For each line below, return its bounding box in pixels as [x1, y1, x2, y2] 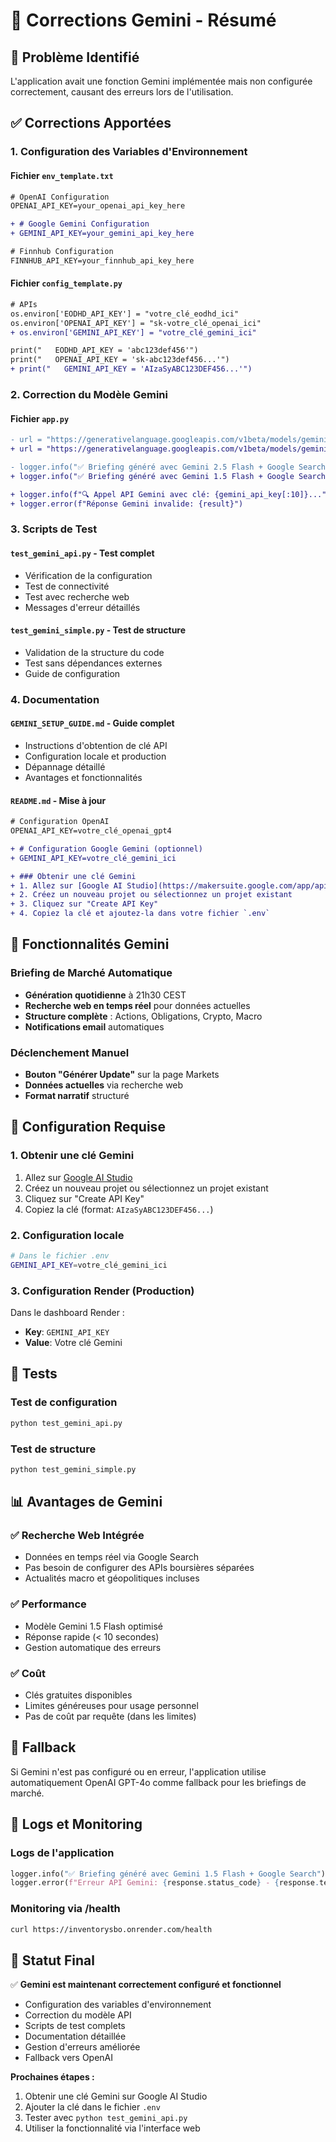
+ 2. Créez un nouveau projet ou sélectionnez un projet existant [10, 890, 293, 900]
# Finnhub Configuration [10, 247, 114, 257]
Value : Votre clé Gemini [24, 1337, 123, 1349]
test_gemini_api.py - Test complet [10, 547, 155, 559]
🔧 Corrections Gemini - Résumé [10, 9, 277, 32]
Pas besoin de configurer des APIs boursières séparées [24, 1562, 255, 1574]
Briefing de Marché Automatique [10, 966, 173, 980]
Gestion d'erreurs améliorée [24, 2041, 141, 2053]
